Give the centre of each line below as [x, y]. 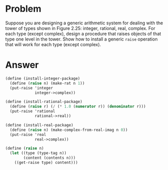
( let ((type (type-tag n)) [38, 153]
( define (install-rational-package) [44, 102]
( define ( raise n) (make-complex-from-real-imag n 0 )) [69, 130]
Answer [22, 65]
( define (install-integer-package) [43, 78]
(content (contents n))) [50, 158]
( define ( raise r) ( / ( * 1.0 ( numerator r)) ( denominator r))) [78, 107]
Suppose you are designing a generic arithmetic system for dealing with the [84, 23]
